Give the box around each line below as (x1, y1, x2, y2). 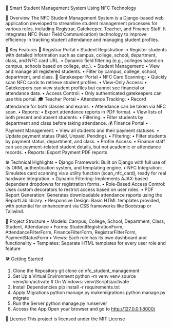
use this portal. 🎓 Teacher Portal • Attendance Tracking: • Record (5, 96, 146, 102)
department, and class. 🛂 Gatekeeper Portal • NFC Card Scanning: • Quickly (5, 74, 167, 80)
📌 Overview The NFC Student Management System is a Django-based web (5, 15, 164, 21)
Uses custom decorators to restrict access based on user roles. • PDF (5, 186, 154, 193)
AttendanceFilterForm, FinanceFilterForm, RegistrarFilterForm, (5, 229, 137, 235)
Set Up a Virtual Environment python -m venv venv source (12, 273, 136, 279)
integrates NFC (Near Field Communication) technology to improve (5, 31, 147, 37)
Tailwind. (5, 208, 25, 214)
